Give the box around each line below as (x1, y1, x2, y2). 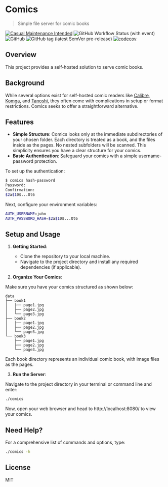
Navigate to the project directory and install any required (20, 259, 138, 265)
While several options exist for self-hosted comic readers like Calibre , (5, 92, 150, 98)
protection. (34, 158, 57, 164)
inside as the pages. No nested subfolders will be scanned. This (12, 142, 146, 148)
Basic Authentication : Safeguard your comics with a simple (12, 153, 138, 159)
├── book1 (5, 298, 26, 303)
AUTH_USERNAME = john (5, 211, 47, 216)
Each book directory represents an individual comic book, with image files (5, 356, 159, 362)
